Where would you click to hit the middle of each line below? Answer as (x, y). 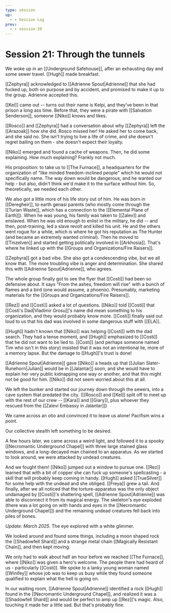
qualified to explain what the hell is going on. (52, 579)
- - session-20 (26, 29)
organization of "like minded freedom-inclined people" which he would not (84, 173)
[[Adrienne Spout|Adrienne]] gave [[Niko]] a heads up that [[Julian (75, 363)
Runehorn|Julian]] (24, 369)
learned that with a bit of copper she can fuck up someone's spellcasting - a (86, 473)
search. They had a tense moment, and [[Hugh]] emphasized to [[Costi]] (81, 337)
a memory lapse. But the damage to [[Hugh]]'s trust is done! (69, 353)
